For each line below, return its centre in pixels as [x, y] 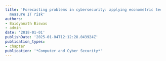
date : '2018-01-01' [25, 32]
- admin [13, 28]
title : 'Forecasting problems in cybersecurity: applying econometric [79, 10]
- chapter [15, 46]
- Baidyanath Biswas [26, 23]
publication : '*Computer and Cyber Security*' [54, 51]
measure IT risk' [27, 14]
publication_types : [25, 42]
